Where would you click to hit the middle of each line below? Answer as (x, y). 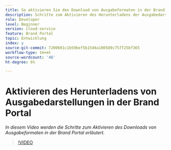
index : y (15, 43)
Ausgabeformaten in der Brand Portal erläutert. (55, 133)
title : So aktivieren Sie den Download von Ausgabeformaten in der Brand (85, 10)
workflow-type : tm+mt (28, 52)
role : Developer (22, 19)
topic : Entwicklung (26, 39)
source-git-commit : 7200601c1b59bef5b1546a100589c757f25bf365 (73, 48)
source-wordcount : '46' (31, 57)
